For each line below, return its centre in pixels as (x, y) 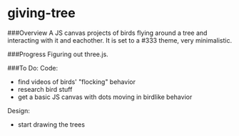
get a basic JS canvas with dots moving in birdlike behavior (105, 97)
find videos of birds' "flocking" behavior (76, 82)
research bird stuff (45, 89)
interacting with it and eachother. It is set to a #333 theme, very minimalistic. (120, 40)
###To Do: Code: (33, 68)
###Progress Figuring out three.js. (58, 54)
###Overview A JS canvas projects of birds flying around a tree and (107, 33)
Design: (19, 110)
